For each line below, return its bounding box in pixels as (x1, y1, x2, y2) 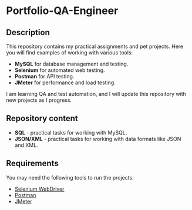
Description (6, 27, 50, 37)
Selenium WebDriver (14, 185, 65, 192)
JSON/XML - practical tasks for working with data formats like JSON (14, 135, 181, 142)
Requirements (6, 159, 59, 168)
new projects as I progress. (6, 97, 72, 104)
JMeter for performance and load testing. (14, 79, 116, 86)
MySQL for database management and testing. (14, 60, 129, 67)
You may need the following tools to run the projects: (6, 174, 134, 181)
